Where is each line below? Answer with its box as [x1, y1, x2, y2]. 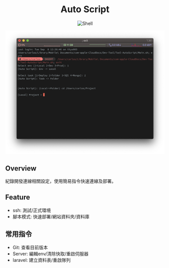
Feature [5, 193, 30, 202]
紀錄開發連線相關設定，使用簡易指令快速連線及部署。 [5, 178, 116, 184]
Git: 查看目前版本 [12, 244, 48, 250]
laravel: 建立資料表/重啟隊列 [12, 257, 71, 263]
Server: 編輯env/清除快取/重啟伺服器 [12, 250, 89, 257]
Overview [5, 164, 37, 173]
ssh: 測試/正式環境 [12, 207, 51, 213]
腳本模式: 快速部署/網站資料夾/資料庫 [12, 213, 90, 219]
